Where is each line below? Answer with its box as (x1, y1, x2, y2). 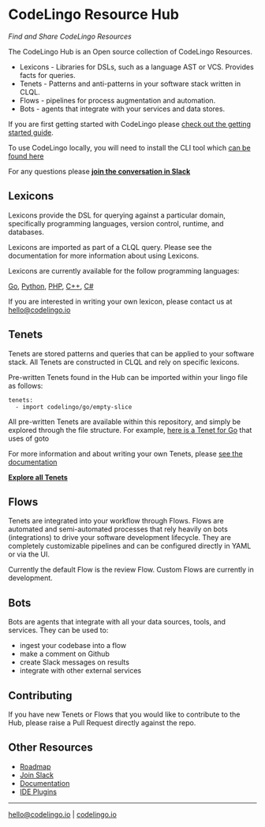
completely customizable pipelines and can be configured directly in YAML (8, 542, 252, 551)
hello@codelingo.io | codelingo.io (8, 810, 117, 819)
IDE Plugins (19, 787, 58, 796)
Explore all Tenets (8, 472, 69, 482)
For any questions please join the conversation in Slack (8, 166, 191, 176)
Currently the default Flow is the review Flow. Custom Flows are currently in (8, 565, 255, 575)
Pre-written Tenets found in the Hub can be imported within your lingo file (8, 372, 248, 382)
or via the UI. (8, 549, 50, 559)
